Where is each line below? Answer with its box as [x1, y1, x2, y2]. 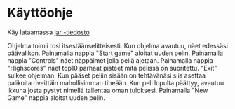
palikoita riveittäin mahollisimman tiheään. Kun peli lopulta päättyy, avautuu [7, 78, 224, 87]
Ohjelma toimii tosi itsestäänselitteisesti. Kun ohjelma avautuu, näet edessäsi [7, 41, 228, 50]
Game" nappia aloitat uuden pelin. [7, 93, 105, 102]
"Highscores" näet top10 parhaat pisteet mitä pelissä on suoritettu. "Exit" [7, 64, 217, 72]
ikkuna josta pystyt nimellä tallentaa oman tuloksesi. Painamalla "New [7, 86, 208, 94]
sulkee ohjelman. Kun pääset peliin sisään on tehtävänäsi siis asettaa [7, 71, 206, 80]
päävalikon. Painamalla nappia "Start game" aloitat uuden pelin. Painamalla [7, 49, 223, 57]
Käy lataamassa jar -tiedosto [7, 28, 90, 36]
